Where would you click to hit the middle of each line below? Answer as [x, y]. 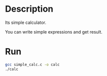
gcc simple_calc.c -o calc [32, 64]
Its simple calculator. [26, 22]
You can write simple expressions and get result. [54, 32]
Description [29, 9]
